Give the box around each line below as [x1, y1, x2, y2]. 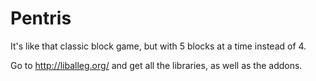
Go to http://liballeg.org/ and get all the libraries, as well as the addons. [10, 59, 303, 71]
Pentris [10, 7, 72, 30]
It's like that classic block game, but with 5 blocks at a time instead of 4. [10, 40, 307, 52]
